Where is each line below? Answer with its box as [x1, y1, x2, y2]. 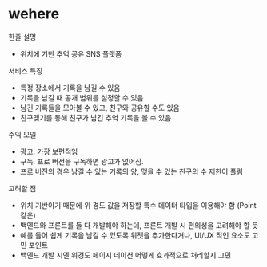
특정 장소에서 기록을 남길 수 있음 [19, 83, 121, 92]
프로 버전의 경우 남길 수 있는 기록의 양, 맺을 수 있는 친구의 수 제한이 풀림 [19, 167, 244, 176]
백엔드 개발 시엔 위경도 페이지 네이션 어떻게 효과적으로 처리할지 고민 [19, 250, 232, 260]
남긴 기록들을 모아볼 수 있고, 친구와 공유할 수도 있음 [19, 103, 180, 112]
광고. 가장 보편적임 [19, 147, 78, 156]
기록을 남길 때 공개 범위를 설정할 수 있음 [19, 92, 144, 102]
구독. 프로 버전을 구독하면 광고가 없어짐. [19, 156, 144, 166]
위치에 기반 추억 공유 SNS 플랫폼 [19, 49, 122, 58]
